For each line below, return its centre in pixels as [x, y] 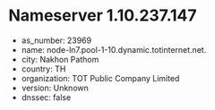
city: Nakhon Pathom [60, 59]
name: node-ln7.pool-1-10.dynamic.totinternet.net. [114, 49]
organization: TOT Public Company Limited [100, 78]
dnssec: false [46, 97]
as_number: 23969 [56, 40]
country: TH [43, 69]
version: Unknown [55, 88]
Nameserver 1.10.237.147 [103, 16]
